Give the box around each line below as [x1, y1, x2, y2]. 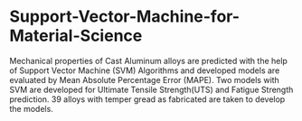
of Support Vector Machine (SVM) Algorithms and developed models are [9, 65, 280, 76]
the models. [9, 103, 54, 114]
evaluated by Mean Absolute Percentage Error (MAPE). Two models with [9, 74, 280, 85]
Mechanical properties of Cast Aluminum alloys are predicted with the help [9, 55, 288, 66]
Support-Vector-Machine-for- [9, 6, 241, 27]
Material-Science [9, 25, 143, 46]
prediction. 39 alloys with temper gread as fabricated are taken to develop [9, 93, 286, 105]
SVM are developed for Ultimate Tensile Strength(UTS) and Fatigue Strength [9, 84, 294, 95]
